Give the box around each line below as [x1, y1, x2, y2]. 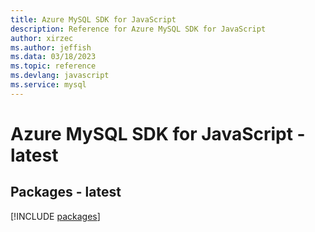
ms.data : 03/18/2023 [10, 52, 97, 62]
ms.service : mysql [10, 80, 87, 90]
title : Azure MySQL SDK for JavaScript [10, 14, 177, 25]
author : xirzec [10, 33, 74, 43]
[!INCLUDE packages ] [10, 210, 101, 222]
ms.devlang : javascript [10, 71, 110, 81]
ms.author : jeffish [10, 42, 92, 53]
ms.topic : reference [10, 61, 97, 71]
